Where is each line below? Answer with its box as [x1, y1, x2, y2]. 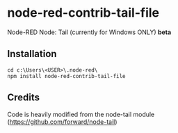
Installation [7, 48, 57, 60]
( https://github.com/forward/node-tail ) [7, 117, 118, 126]
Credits [7, 92, 40, 104]
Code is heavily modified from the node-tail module [7, 110, 155, 118]
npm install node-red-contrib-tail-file [7, 72, 127, 79]
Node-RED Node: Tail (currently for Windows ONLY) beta [7, 28, 172, 36]
